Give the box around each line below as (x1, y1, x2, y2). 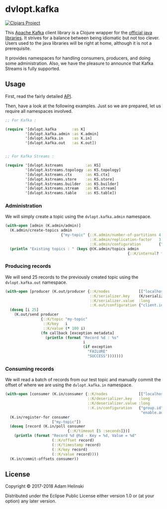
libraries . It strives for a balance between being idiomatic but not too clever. (5, 35, 160, 41)
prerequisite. (5, 45, 31, 51)
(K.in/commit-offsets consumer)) (9, 456, 79, 461)
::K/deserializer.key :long (87, 396, 150, 401)
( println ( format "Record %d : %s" (45, 335, 119, 340)
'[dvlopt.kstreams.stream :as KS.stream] (25, 186, 117, 191)
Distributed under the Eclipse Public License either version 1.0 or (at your (5, 493, 155, 499)
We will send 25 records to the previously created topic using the (5, 274, 139, 280)
